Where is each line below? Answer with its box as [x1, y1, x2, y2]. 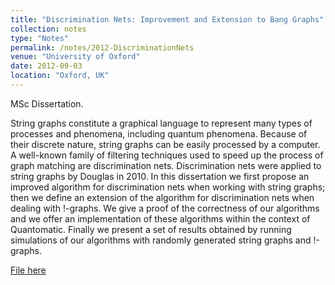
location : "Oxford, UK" [10, 71, 110, 81]
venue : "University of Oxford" [10, 52, 141, 62]
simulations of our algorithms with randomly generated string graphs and [10, 234, 312, 246]
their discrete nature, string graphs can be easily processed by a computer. [10, 138, 321, 150]
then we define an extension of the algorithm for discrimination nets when [10, 191, 315, 203]
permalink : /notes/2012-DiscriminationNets [10, 42, 195, 53]
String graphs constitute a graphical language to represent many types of [10, 117, 313, 129]
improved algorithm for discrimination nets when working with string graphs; [10, 181, 326, 193]
